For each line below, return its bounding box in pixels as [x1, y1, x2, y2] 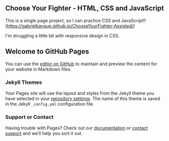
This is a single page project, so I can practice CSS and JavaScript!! [5, 17, 146, 23]
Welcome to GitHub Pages [5, 48, 89, 56]
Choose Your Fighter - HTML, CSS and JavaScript [5, 4, 164, 13]
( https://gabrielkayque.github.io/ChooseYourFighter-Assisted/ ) [5, 23, 135, 29]
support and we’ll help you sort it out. [5, 130, 83, 136]
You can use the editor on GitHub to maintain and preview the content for [5, 61, 157, 67]
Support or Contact [5, 113, 54, 120]
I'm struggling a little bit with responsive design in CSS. [5, 32, 120, 38]
